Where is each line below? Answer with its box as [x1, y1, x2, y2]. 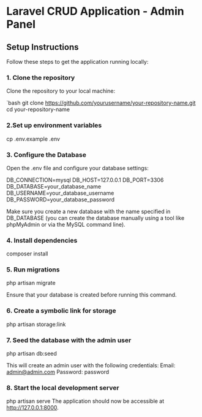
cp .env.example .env [6, 135, 60, 142]
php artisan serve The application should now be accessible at [6, 397, 165, 405]
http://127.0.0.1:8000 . [6, 404, 59, 411]
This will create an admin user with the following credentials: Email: [6, 362, 176, 369]
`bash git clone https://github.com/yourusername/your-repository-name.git [6, 99, 196, 107]
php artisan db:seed [6, 350, 57, 357]
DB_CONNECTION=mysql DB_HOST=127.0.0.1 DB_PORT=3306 [6, 176, 164, 184]
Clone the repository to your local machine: [6, 87, 116, 95]
